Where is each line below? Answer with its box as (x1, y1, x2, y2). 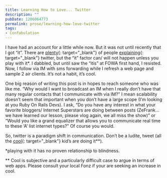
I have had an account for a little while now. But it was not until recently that (5, 44, 161, 50)
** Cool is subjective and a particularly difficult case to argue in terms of (5, 157, 154, 163)
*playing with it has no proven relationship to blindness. (5, 148, 120, 153)
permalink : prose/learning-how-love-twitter (5, 21, 100, 26)
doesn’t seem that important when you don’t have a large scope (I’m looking (5, 96, 162, 102)
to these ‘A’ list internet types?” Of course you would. (5, 123, 115, 129)
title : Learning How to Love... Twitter (5, 7, 91, 12)
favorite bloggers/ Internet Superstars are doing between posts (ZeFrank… (5, 107, 159, 113)
